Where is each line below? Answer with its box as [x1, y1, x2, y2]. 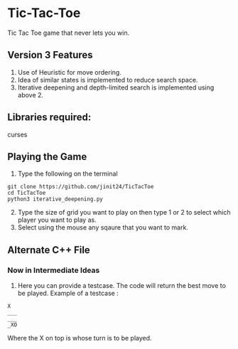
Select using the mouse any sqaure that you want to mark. [17, 223, 188, 232]
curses [7, 130, 28, 139]
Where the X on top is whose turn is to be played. [7, 334, 152, 343]
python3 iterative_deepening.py [7, 195, 103, 203]
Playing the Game [7, 151, 87, 163]
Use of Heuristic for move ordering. [17, 68, 122, 76]
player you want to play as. [17, 215, 97, 225]
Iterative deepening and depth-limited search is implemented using [17, 83, 215, 92]
